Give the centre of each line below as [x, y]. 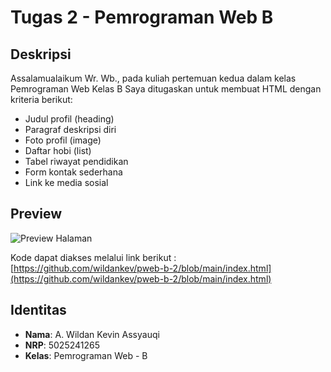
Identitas [38, 310]
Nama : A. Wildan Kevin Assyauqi [92, 334]
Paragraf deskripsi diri [70, 129]
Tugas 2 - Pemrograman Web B [142, 17]
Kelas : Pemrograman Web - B [86, 355]
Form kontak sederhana [73, 172]
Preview [36, 214]
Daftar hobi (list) [58, 150]
